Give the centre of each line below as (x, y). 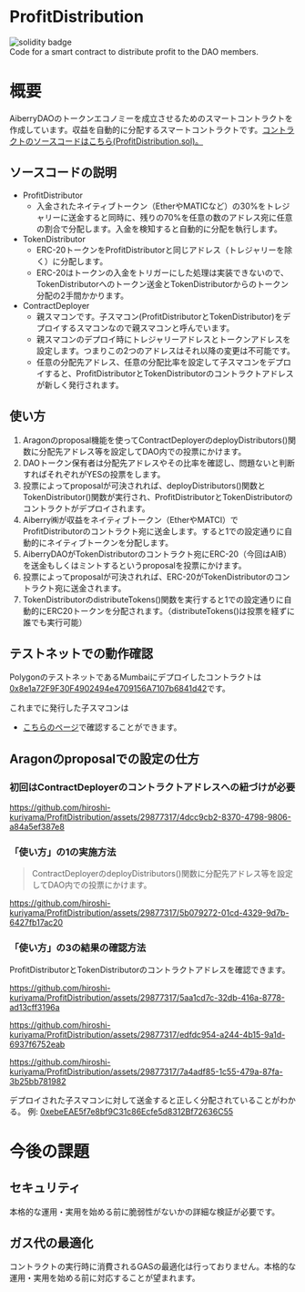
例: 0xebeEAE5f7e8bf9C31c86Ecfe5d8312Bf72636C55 (130, 1111)
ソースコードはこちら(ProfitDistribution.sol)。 (118, 141)
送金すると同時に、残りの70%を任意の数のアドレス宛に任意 (180, 217)
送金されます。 (98, 588)
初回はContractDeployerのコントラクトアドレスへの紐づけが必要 (152, 787)
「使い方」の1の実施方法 (63, 852)
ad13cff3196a (35, 1007)
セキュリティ (45, 1188)
